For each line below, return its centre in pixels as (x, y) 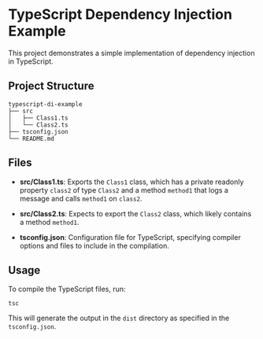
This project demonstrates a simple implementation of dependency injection (131, 53)
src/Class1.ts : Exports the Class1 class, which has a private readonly (131, 182)
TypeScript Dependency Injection (120, 15)
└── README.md (31, 138)
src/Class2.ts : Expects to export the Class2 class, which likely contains (135, 213)
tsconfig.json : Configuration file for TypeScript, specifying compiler (130, 237)
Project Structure (51, 86)
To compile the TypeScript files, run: (67, 289)
